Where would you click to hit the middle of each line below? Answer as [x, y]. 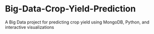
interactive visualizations [30, 27]
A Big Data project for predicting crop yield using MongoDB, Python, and [77, 22]
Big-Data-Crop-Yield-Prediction [70, 9]
